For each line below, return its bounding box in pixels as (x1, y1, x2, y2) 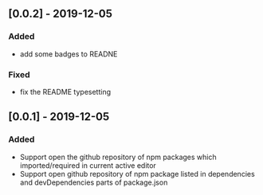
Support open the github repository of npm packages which (19, 152, 217, 162)
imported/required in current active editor (19, 160, 157, 170)
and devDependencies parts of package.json (19, 177, 168, 187)
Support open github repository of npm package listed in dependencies (19, 169, 255, 178)
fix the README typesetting (19, 87, 112, 96)
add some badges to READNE (19, 49, 118, 59)
